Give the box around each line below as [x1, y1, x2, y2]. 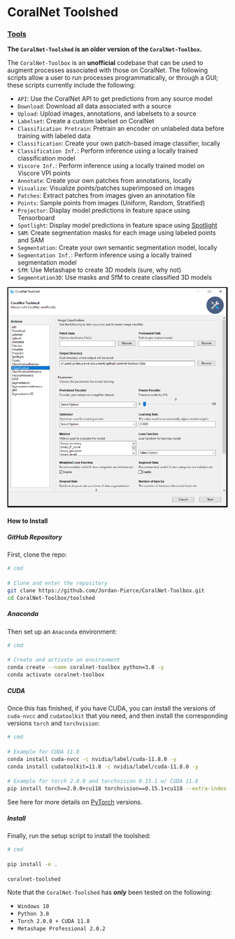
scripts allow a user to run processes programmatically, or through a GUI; [7, 74, 219, 82]
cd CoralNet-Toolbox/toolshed [7, 594, 96, 601]
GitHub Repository [7, 533, 63, 541]
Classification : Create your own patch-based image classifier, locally [17, 139, 220, 148]
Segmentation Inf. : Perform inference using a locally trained [17, 251, 192, 259]
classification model [17, 154, 76, 163]
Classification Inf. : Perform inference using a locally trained [17, 146, 198, 155]
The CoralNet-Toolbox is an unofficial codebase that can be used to [7, 59, 204, 67]
